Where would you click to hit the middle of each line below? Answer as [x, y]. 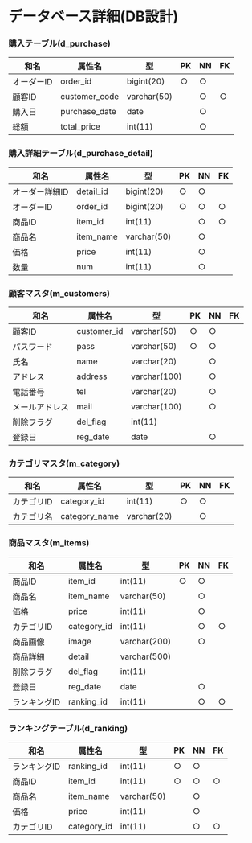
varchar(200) [145, 641]
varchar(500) [145, 656]
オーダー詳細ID [41, 191]
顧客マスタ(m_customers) [59, 293]
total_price [80, 127]
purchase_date [88, 112]
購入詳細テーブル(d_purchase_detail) [81, 154]
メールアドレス [41, 407]
